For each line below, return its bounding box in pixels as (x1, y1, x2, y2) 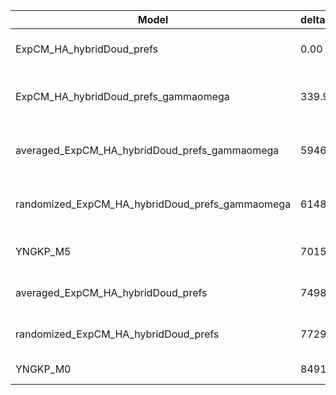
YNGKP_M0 (15, 362, 72, 376)
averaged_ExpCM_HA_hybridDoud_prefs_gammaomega (15, 144, 280, 157)
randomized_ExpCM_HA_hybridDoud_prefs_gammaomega (15, 197, 292, 211)
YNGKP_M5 (15, 245, 72, 258)
